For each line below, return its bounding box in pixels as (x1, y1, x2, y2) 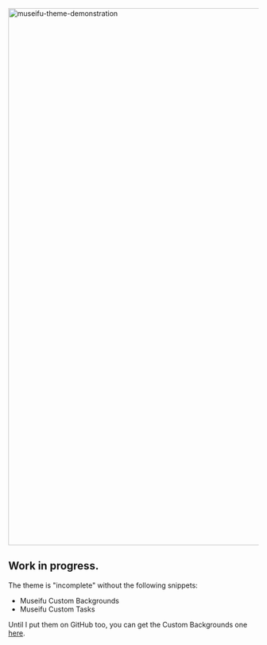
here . (8, 628, 25, 638)
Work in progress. (8, 559, 99, 573)
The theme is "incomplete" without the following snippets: (8, 580, 199, 590)
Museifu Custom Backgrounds (19, 596, 119, 605)
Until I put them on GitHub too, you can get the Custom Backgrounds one (8, 620, 248, 629)
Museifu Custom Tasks (19, 604, 95, 614)
